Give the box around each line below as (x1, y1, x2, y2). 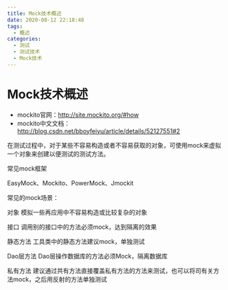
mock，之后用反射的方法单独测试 (12, 275, 108, 283)
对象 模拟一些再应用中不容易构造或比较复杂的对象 (7, 208, 148, 216)
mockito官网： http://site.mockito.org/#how (16, 111, 139, 119)
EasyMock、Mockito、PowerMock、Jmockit (7, 179, 134, 187)
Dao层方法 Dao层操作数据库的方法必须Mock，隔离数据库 (7, 252, 168, 260)
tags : (7, 23, 23, 30)
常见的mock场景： (7, 193, 60, 201)
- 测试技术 (13, 49, 41, 56)
